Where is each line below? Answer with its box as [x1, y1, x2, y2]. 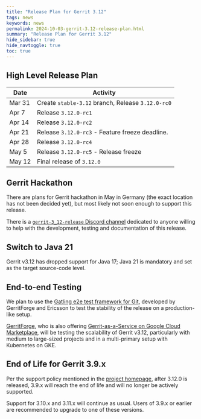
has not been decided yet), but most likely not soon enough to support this [6, 200, 192, 207]
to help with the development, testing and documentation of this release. [6, 224, 187, 232]
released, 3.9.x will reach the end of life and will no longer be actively [6, 381, 179, 389]
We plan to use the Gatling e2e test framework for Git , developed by [6, 298, 176, 305]
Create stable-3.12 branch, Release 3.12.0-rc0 [37, 98, 172, 107]
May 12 [9, 157, 31, 166]
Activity [92, 88, 116, 96]
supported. [6, 388, 34, 395]
